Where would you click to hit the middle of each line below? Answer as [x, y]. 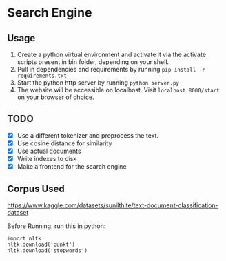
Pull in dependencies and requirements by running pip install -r [111, 69]
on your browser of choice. [55, 97]
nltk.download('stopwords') [48, 250]
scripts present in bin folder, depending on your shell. [93, 62]
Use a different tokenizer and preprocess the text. [88, 135]
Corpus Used [36, 188]
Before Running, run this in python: [56, 226]
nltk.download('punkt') [41, 244]
